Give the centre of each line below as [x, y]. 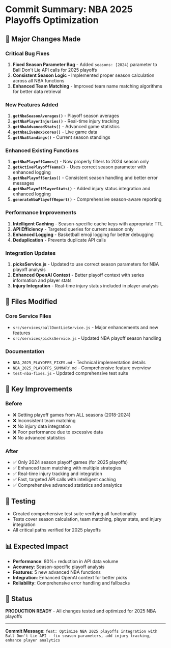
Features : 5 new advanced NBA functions [56, 572]
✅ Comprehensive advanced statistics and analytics [67, 485]
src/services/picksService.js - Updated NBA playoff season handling [87, 338]
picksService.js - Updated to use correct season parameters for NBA [86, 264]
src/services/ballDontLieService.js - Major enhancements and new [85, 327]
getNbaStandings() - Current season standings [61, 137]
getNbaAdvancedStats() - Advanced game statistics [66, 127]
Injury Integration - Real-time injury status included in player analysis [85, 286]
